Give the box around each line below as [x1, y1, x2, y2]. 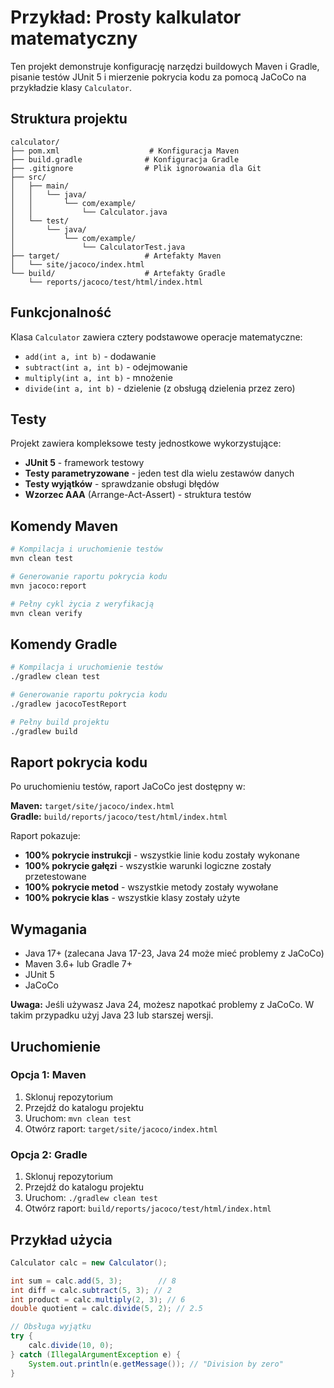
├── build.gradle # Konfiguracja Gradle [10, 154, 240, 165]
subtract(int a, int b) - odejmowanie [24, 361, 188, 373]
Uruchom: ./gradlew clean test [24, 1192, 158, 1204]
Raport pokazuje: [10, 830, 81, 842]
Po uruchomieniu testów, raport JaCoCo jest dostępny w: [10, 781, 246, 793]
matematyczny [10, 27, 138, 50]
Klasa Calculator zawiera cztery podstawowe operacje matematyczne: [10, 331, 303, 343]
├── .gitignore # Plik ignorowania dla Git [10, 163, 262, 173]
